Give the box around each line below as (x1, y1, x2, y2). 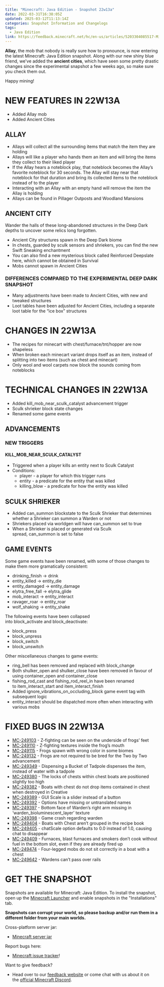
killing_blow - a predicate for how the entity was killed (19, 483, 128, 489)
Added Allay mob (12, 111, 47, 117)
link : (5, 35, 16, 40)
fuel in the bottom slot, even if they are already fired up (12, 841, 123, 847)
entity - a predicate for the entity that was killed (19, 478, 115, 484)
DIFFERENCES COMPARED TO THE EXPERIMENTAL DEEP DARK (5, 275, 158, 282)
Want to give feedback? (5, 962, 53, 968)
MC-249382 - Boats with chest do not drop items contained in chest (12, 784, 150, 790)
